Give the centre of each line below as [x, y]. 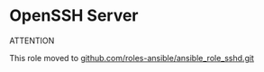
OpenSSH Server [74, 16]
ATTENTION [32, 40]
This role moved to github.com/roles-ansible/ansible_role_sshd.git [132, 58]
